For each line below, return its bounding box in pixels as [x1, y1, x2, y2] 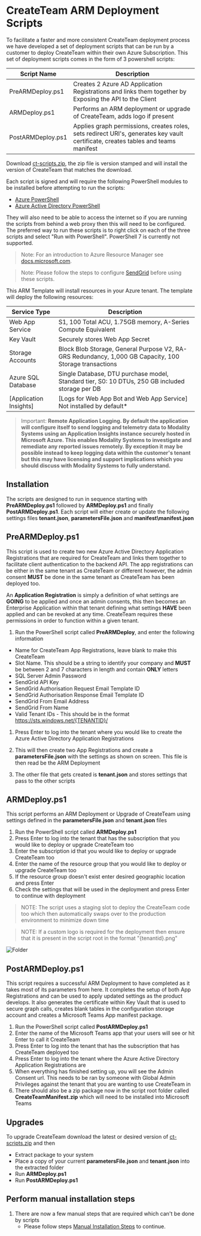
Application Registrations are [14, 1061, 87, 1069]
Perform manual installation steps [6, 1194, 136, 1204]
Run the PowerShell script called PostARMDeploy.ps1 [14, 1023, 148, 1031]
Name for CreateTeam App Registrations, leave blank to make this [14, 646, 177, 653]
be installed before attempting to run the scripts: [6, 184, 126, 191]
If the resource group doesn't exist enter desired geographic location [14, 873, 185, 880]
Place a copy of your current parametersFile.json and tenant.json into [14, 1157, 190, 1165]
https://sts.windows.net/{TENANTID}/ [14, 716, 108, 724]
